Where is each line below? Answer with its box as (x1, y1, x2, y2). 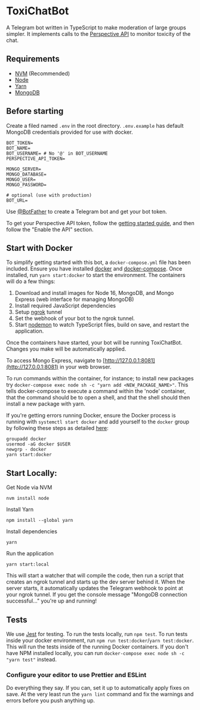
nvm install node (6, 496, 50, 502)
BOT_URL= (6, 197, 28, 204)
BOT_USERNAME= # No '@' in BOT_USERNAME (6, 150, 109, 156)
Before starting (6, 106, 64, 116)
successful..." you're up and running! (6, 597, 97, 604)
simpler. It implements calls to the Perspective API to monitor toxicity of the (6, 30, 191, 37)
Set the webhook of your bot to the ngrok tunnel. (14, 315, 136, 322)
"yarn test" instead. (6, 656, 57, 663)
